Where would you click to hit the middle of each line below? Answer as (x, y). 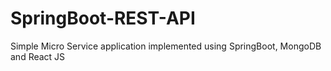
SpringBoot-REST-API (103, 18)
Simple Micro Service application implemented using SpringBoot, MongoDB (166, 46)
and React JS (38, 56)
